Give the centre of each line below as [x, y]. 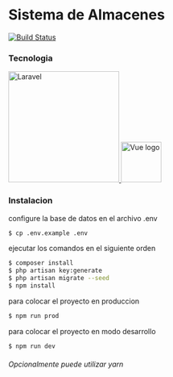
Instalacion [31, 201]
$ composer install [41, 263]
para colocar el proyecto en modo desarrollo [82, 331]
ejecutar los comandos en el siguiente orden [82, 249]
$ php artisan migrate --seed [59, 279]
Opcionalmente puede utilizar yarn [66, 364]
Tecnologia [31, 58]
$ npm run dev [32, 346]
